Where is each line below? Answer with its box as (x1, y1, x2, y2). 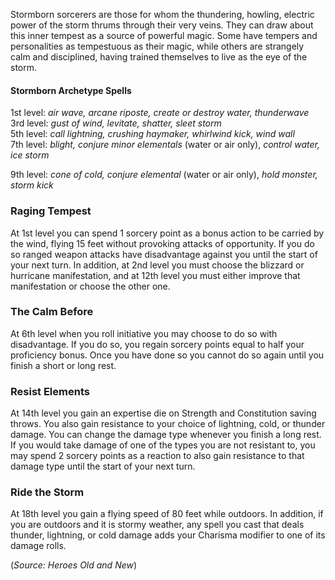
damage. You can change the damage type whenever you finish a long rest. (10, 429, 322, 441)
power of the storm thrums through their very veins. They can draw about (10, 19, 314, 31)
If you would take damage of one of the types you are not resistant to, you (10, 439, 316, 451)
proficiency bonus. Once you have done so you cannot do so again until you (10, 349, 325, 361)
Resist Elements (10, 384, 90, 398)
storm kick (10, 179, 54, 191)
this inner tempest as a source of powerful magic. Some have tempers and (10, 30, 318, 41)
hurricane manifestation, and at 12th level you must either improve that (10, 269, 301, 281)
